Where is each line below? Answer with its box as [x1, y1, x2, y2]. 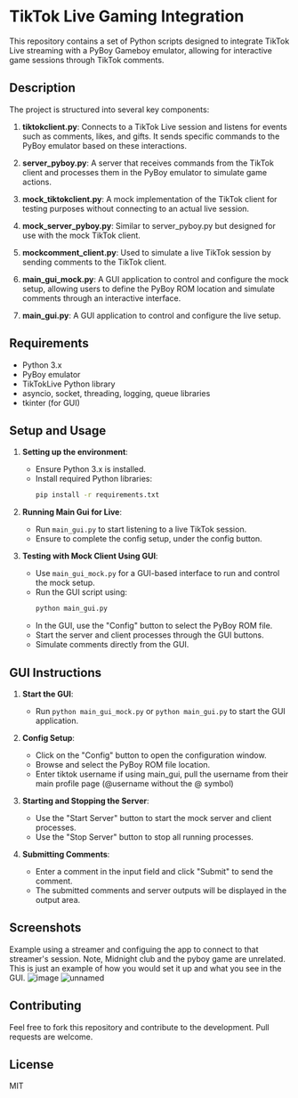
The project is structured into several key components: [9, 104, 210, 115]
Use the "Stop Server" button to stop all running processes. [35, 831, 254, 842]
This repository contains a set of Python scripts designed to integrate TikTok [9, 36, 290, 46]
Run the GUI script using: [35, 587, 127, 598]
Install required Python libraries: [35, 474, 153, 484]
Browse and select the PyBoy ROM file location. [35, 759, 211, 769]
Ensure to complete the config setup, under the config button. [35, 533, 262, 544]
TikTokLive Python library [21, 378, 116, 389]
